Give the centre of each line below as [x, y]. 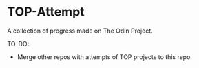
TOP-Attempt [46, 12]
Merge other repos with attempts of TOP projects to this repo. [105, 57]
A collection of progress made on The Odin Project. [80, 31]
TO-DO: [18, 44]
